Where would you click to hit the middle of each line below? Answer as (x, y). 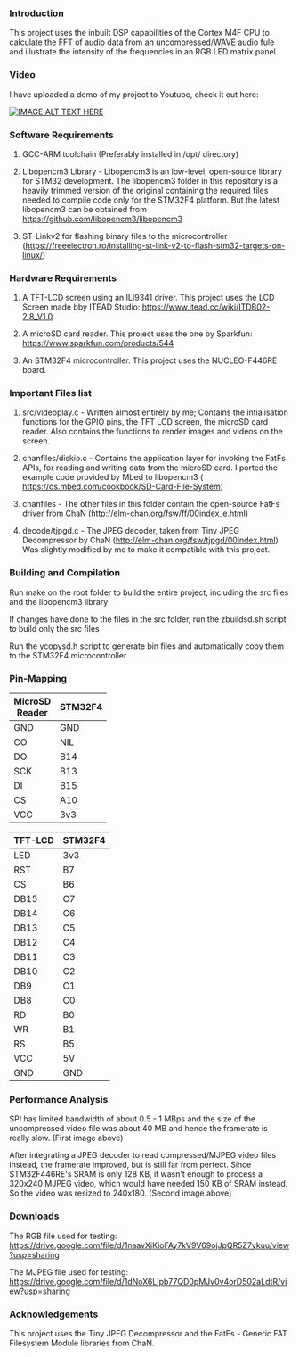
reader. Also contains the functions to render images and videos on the (152, 432)
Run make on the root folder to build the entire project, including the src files (149, 592)
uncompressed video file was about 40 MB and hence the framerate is (139, 1129)
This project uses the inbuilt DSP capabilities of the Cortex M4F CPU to (139, 33)
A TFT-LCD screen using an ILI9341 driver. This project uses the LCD (148, 298)
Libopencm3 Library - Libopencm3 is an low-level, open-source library (152, 171)
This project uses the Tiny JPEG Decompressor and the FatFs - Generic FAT (148, 1333)
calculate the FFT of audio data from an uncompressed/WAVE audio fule (142, 42)
